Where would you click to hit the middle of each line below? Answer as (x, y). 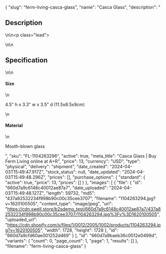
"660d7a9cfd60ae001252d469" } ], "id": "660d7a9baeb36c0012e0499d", (81, 236)
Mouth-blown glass (25, 146)
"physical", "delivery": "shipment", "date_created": (57, 167)
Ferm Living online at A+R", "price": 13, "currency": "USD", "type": (73, 161)
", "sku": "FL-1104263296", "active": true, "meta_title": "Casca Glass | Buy (81, 156)
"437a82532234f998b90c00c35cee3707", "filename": (61, 199)
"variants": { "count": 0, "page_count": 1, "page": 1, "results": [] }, (72, 241)
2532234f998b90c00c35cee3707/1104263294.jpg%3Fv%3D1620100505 (81, 215)
